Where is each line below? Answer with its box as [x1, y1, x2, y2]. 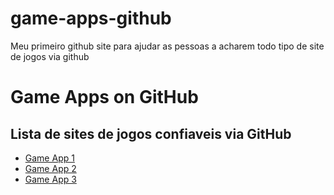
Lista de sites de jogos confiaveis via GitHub [10, 125, 292, 142]
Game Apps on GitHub [10, 86, 199, 109]
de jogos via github [10, 50, 90, 62]
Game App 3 [24, 173, 77, 185]
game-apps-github [10, 7, 172, 30]
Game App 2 [24, 162, 77, 174]
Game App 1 [24, 152, 75, 164]
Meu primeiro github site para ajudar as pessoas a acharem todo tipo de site [10, 40, 325, 52]
